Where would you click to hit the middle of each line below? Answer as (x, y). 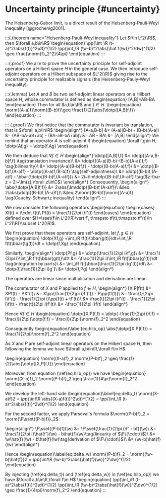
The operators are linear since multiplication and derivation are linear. (76, 278)
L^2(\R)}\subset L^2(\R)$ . (30, 223)
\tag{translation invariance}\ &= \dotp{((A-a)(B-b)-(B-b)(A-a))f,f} (82, 161)
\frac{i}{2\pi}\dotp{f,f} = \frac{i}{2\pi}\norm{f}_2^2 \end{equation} (73, 319)
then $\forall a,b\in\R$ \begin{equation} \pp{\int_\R (56, 43)
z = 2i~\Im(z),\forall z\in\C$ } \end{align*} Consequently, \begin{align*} (77, 182)
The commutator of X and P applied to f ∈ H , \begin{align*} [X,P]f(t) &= (78, 288)
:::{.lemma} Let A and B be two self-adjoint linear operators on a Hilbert (78, 94)
